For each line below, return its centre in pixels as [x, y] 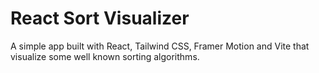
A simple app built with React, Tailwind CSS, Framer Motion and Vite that [160, 46]
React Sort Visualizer [100, 18]
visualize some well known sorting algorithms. [105, 56]
